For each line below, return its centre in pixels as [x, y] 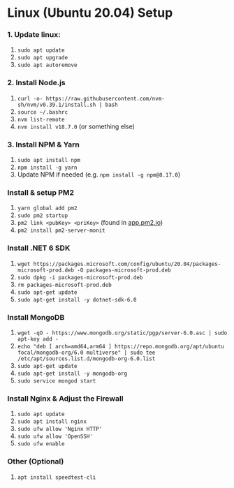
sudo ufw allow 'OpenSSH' [55, 437]
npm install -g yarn [47, 168]
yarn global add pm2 [47, 208]
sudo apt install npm [49, 161]
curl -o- [30, 98]
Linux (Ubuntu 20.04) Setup [90, 13]
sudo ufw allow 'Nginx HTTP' [60, 429]
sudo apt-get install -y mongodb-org [72, 374]
